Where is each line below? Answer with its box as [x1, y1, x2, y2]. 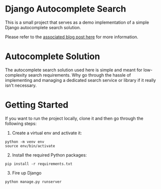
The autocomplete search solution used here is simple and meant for [5, 67, 143, 73]
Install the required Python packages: [12, 152, 87, 158]
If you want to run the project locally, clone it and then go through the [5, 115, 144, 121]
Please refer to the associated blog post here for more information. [5, 34, 139, 40]
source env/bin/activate [5, 143, 55, 148]
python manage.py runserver [5, 179, 62, 184]
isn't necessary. [5, 82, 37, 88]
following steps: [5, 120, 37, 126]
